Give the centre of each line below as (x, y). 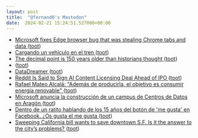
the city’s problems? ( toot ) (47, 128)
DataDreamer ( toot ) (39, 72)
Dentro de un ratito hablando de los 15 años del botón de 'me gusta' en (102, 110)
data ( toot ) (28, 46)
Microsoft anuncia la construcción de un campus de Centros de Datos (101, 97)
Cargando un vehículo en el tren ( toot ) (62, 53)
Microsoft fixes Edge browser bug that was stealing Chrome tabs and (100, 40)
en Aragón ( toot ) (35, 103)
